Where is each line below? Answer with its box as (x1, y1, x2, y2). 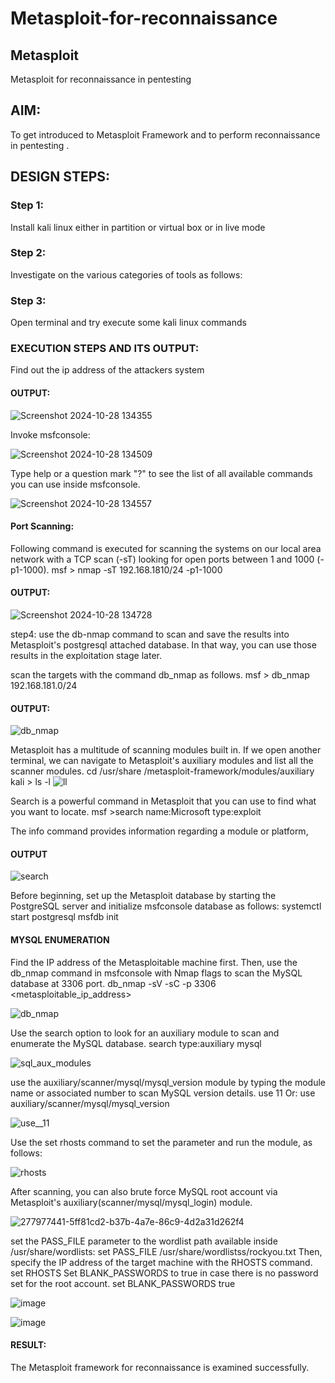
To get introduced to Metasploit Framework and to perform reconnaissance (10, 128, 321, 141)
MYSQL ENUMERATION (10, 934, 110, 946)
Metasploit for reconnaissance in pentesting (10, 73, 192, 85)
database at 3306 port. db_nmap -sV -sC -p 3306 (10, 977, 217, 989)
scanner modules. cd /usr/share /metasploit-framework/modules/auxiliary (10, 765, 315, 777)
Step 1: (10, 198, 44, 212)
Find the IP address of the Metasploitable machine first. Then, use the (10, 956, 298, 968)
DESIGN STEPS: (10, 168, 111, 186)
